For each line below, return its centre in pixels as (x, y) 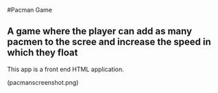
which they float (43, 53)
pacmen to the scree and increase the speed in (109, 42)
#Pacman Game (30, 10)
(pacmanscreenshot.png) (43, 82)
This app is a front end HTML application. (66, 69)
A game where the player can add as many (100, 31)
